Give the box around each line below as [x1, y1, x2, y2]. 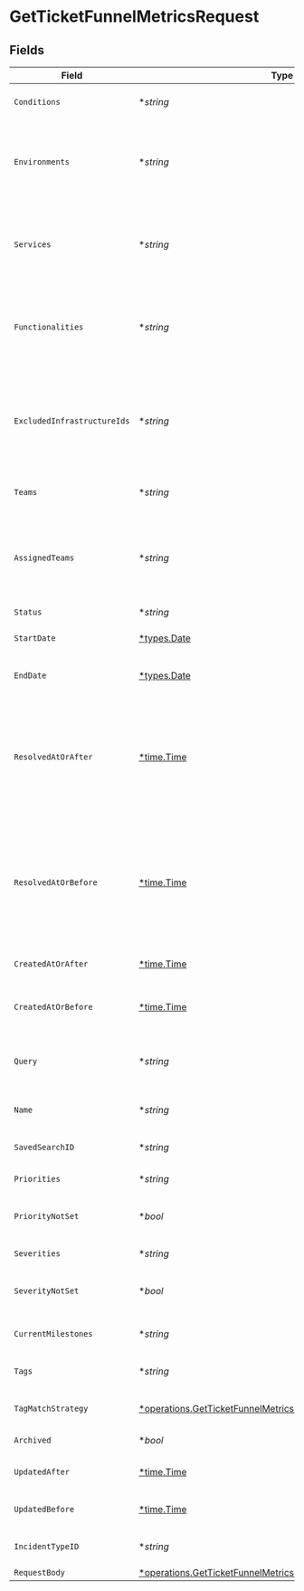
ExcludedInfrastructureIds [14, 416, 130, 426]
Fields [9, 43, 45, 58]
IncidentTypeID [14, 1541, 80, 1551]
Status [14, 607, 43, 617]
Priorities [14, 1174, 61, 1184]
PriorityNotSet [14, 1211, 80, 1221]
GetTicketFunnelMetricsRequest [9, 6, 260, 27]
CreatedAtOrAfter [14, 959, 89, 969]
